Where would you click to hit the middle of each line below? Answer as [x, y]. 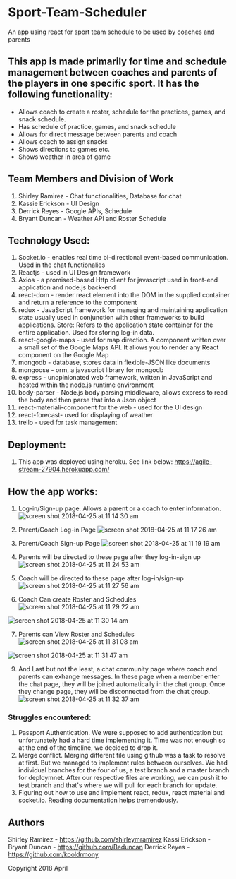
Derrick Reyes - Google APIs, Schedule [75, 211]
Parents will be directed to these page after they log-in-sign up [110, 557]
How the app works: [53, 491]
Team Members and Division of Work [91, 179]
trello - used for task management [68, 423]
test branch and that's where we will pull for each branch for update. [118, 785]
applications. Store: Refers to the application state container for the [116, 325]
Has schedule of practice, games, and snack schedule [97, 126]
